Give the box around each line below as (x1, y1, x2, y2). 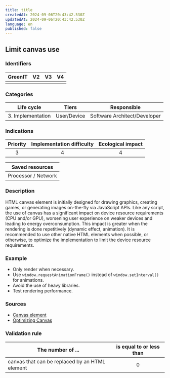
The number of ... (37, 346, 79, 353)
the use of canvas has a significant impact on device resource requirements (5, 210, 163, 216)
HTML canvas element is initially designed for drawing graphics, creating (5, 199, 158, 205)
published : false (5, 26, 42, 31)
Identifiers (5, 60, 31, 67)
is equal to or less (116, 343, 160, 350)
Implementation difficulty (31, 140, 94, 147)
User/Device (55, 112, 86, 120)
